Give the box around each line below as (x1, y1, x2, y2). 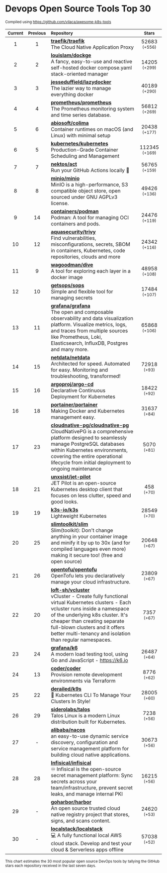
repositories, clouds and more (50, 253, 121, 260)
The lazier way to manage (50, 85, 111, 92)
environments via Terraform (50, 677, 116, 684)
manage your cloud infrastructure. (50, 578, 131, 585)
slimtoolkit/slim (50, 520, 88, 527)
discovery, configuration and (50, 739, 118, 746)
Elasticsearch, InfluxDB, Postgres (50, 339, 128, 346)
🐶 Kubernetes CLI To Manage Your (50, 691, 132, 698)
